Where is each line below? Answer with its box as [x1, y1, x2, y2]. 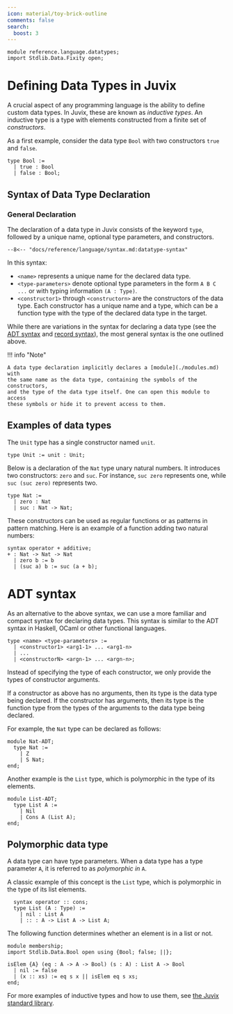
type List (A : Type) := [13, 905, 86, 912]
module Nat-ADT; [7, 738, 54, 745]
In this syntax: [7, 258, 47, 267]
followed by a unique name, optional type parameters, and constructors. [7, 233, 214, 241]
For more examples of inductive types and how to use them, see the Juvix [7, 992, 219, 1000]
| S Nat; [19, 756, 45, 763]
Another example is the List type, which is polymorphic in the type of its [7, 774, 216, 783]
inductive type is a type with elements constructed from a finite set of [7, 116, 207, 124]
